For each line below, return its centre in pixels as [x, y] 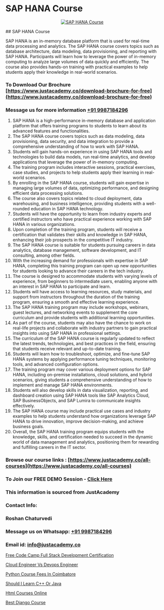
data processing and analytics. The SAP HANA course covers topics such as [82, 46]
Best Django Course [26, 602]
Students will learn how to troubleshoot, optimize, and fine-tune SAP [81, 354]
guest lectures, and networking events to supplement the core [75, 312]
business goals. [28, 427]
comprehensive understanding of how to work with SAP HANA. [76, 146]
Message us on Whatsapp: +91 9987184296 [59, 531]
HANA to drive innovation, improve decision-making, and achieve [78, 421]
